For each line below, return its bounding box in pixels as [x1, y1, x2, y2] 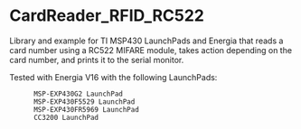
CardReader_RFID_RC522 [9, 5, 205, 26]
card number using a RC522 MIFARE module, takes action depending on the [9, 44, 292, 55]
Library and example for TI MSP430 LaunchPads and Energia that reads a [9, 35, 284, 46]
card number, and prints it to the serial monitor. [9, 54, 184, 65]
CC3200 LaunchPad [33, 113, 99, 122]
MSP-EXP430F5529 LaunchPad [33, 97, 136, 106]
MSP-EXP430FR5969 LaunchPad [33, 105, 140, 114]
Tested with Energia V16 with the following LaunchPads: [9, 71, 218, 82]
